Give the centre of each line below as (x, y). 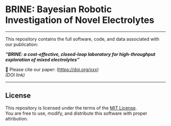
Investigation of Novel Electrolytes (80, 20)
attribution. (17, 118)
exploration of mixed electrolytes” (42, 59)
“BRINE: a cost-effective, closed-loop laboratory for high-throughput (80, 54)
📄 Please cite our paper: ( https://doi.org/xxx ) (52, 69)
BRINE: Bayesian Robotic (59, 9)
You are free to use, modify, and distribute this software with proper (76, 113)
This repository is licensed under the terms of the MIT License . (71, 108)
